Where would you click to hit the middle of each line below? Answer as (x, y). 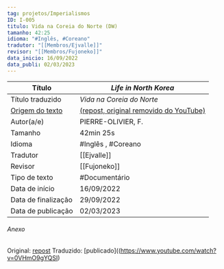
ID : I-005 (21, 20)
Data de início (33, 188)
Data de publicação (42, 211)
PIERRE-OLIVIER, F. (112, 121)
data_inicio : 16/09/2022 (42, 58)
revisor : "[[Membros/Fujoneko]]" (55, 52)
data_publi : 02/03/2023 (41, 65)
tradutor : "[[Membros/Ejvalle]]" (55, 45)
